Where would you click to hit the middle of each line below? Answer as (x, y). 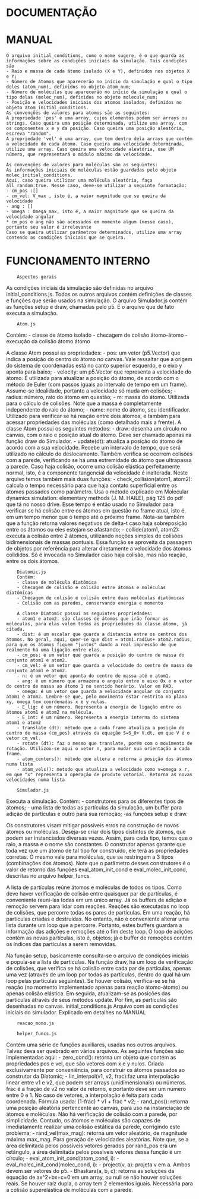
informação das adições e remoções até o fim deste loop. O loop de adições (99, 932)
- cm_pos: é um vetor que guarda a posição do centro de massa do (101, 655)
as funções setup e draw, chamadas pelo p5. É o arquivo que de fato (90, 307)
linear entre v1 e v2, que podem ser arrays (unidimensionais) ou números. (96, 1083)
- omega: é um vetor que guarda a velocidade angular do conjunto (101, 692)
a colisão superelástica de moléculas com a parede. (70, 1190)
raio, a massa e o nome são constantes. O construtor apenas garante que (96, 844)
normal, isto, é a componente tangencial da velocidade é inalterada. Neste (97, 473)
